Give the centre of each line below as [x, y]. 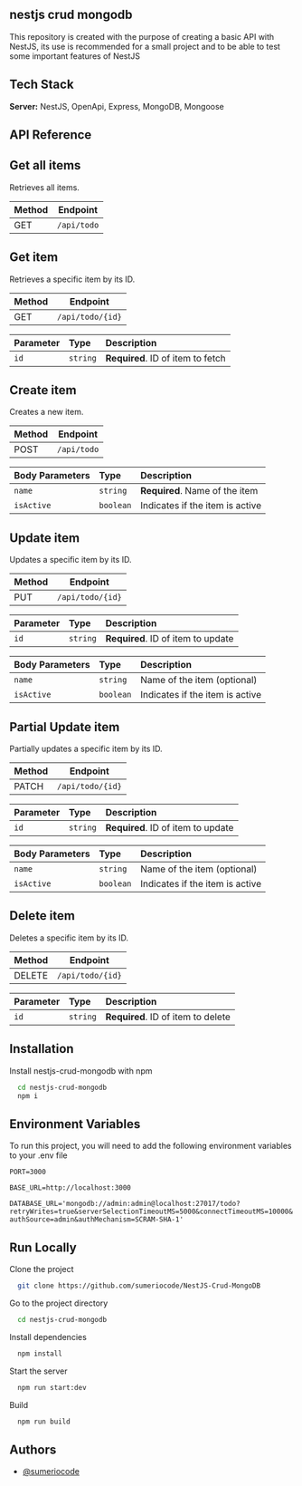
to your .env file [38, 1155]
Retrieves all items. [44, 187]
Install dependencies [48, 1336]
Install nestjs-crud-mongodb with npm [81, 1071]
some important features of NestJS [75, 56]
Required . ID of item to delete [168, 1017]
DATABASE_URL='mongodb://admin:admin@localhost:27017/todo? [125, 1204]
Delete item [42, 916]
